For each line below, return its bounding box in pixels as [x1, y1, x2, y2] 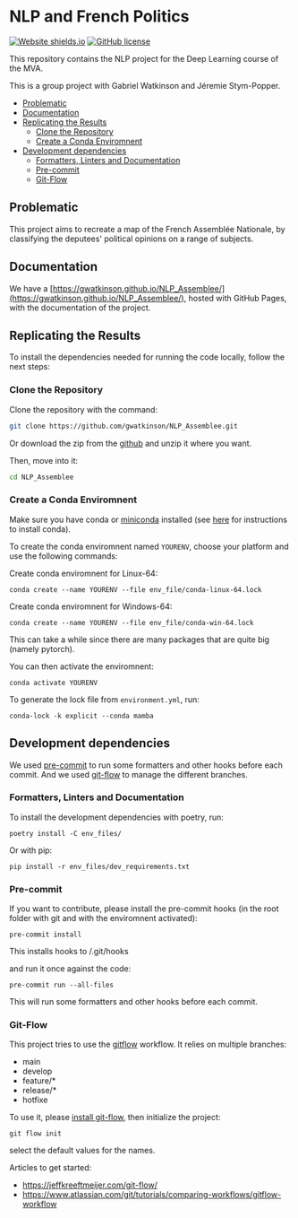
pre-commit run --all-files [9, 980, 115, 990]
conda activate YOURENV [9, 678, 98, 687]
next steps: [9, 361, 51, 372]
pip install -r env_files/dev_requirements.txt [9, 862, 191, 871]
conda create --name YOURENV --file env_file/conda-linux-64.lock [9, 585, 262, 594]
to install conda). [9, 523, 72, 535]
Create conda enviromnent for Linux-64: [9, 568, 158, 579]
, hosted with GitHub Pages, [183, 292, 287, 303]
